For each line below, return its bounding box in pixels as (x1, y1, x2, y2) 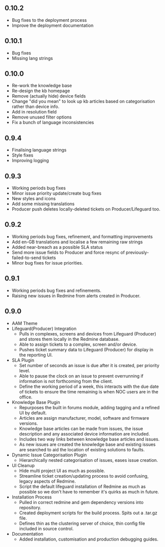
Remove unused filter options (11, 114, 72, 120)
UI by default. (19, 410, 47, 416)
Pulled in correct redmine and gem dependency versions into (19, 499, 144, 505)
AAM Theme (11, 320, 38, 326)
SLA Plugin (11, 357, 35, 363)
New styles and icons (11, 196, 56, 202)
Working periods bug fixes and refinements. (11, 287, 102, 293)
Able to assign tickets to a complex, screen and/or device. (19, 341, 138, 347)
